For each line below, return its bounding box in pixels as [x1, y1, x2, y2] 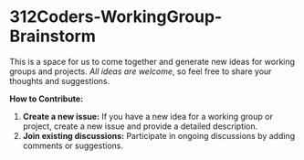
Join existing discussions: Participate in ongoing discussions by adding [22, 130, 296, 141]
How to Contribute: [9, 93, 84, 104]
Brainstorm [9, 26, 96, 47]
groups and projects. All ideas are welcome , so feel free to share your [9, 66, 272, 77]
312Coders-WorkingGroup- [9, 6, 223, 27]
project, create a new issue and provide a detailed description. [22, 121, 258, 132]
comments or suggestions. [22, 140, 123, 151]
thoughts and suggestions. [9, 75, 110, 86]
